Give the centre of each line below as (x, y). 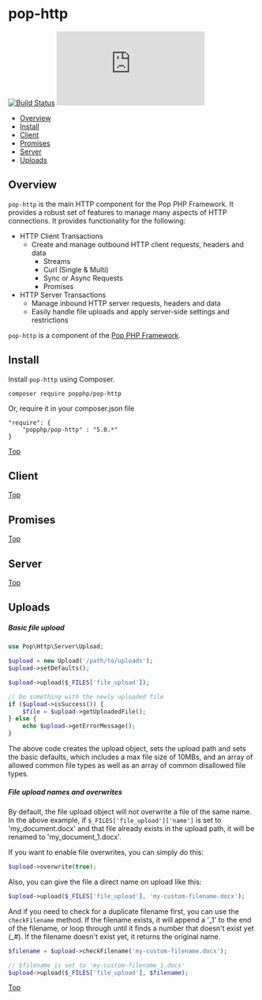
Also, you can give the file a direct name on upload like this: (105, 882)
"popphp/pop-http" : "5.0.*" (70, 430)
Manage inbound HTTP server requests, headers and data (126, 303)
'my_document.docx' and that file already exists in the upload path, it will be (131, 829)
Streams (57, 261)
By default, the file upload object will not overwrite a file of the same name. (130, 812)
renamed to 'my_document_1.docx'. (65, 837)
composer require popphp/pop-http (65, 393)
